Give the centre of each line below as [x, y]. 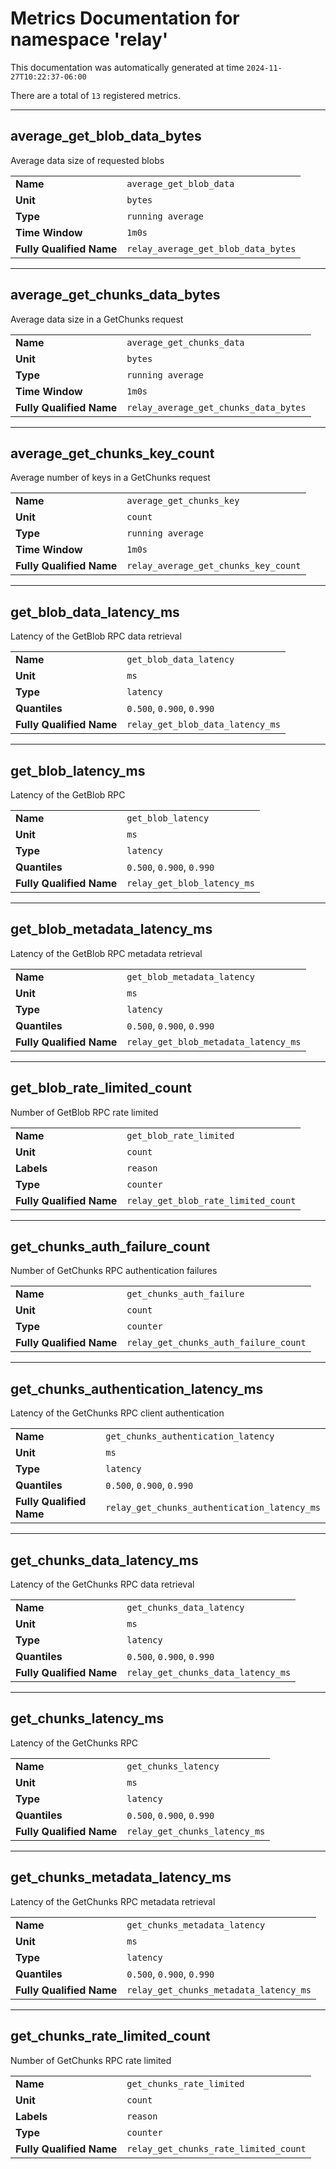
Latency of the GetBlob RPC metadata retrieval [106, 953]
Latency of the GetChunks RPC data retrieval [102, 1584]
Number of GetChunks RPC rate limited [91, 2060]
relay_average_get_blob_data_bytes [211, 248]
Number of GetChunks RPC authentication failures [114, 1271]
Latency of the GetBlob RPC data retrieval [96, 636]
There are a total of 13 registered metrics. [95, 95]
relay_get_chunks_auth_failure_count [216, 1343]
